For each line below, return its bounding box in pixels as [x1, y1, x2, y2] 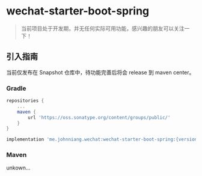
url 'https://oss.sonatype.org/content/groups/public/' [28, 114, 171, 121]
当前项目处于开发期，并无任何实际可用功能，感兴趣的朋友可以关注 [20, 25, 185, 32]
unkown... [6, 164, 31, 172]
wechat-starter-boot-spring [6, 4, 150, 18]
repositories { [6, 98, 44, 104]
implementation [6, 136, 44, 142]
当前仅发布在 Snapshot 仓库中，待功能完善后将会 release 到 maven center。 [6, 68, 195, 76]
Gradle [6, 84, 26, 93]
